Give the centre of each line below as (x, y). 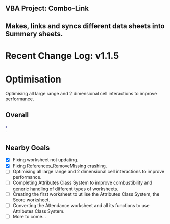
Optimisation (33, 79)
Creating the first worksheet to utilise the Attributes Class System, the (86, 194)
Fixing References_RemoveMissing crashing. (60, 166)
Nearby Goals (28, 147)
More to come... (29, 216)
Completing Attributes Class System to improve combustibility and (82, 183)
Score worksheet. (31, 200)
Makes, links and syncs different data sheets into (85, 26)
